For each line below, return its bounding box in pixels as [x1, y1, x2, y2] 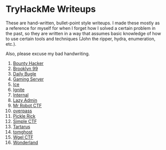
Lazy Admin [12, 97, 38, 103]
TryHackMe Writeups [5, 3, 96, 15]
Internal [12, 92, 29, 98]
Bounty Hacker [12, 60, 44, 66]
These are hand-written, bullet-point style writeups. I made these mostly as [5, 20, 160, 26]
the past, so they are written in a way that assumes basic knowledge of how [5, 30, 161, 36]
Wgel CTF [12, 134, 34, 140]
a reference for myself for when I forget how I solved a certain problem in [5, 25, 156, 31]
